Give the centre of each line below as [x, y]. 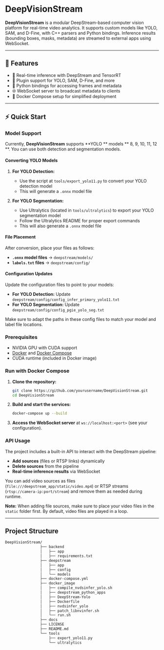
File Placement [20, 237]
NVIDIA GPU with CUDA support [44, 348]
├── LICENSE [52, 625]
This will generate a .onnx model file [56, 191]
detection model [36, 186]
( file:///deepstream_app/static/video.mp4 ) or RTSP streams [67, 486]
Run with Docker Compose [37, 371]
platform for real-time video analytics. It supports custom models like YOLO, [81, 27]
